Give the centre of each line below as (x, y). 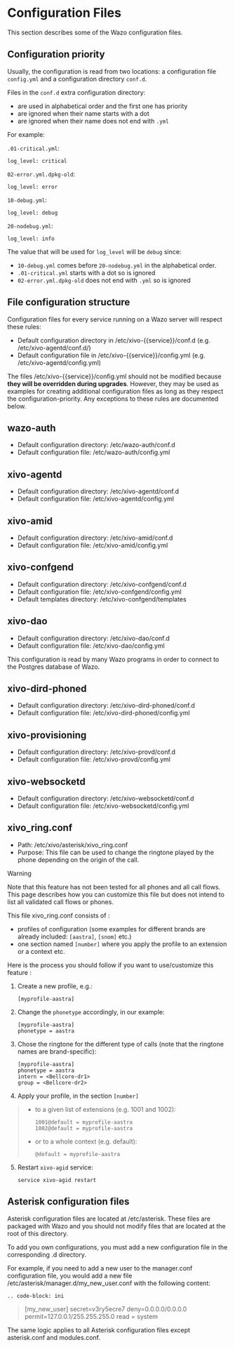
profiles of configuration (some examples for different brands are (111, 929)
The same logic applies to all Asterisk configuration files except (99, 1330)
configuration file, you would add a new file (70, 1275)
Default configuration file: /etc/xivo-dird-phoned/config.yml (104, 713)
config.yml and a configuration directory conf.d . (77, 79)
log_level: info (31, 239)
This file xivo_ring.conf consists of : (59, 915)
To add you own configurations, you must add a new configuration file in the (117, 1247)
